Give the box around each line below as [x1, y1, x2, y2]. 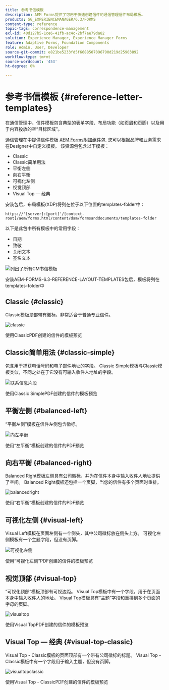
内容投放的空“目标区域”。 [9, 126, 63, 132]
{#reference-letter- [60, 91, 143, 103]
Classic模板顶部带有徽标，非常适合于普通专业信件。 [5, 311, 114, 318]
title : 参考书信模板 [5, 7, 44, 13]
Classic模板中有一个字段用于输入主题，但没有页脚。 [5, 658, 114, 664]
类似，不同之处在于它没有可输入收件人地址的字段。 [9, 369, 116, 375]
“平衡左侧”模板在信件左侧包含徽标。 [5, 421, 80, 427]
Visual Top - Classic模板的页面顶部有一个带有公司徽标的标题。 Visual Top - [5, 652, 161, 658]
